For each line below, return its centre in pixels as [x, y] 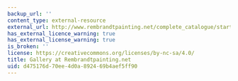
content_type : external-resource [57, 20]
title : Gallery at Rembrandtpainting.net [69, 60]
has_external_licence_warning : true [61, 33]
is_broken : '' [28, 46]
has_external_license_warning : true [61, 40]
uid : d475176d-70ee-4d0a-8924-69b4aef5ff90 [73, 66]
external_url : [28, 27]
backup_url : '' [30, 14]
